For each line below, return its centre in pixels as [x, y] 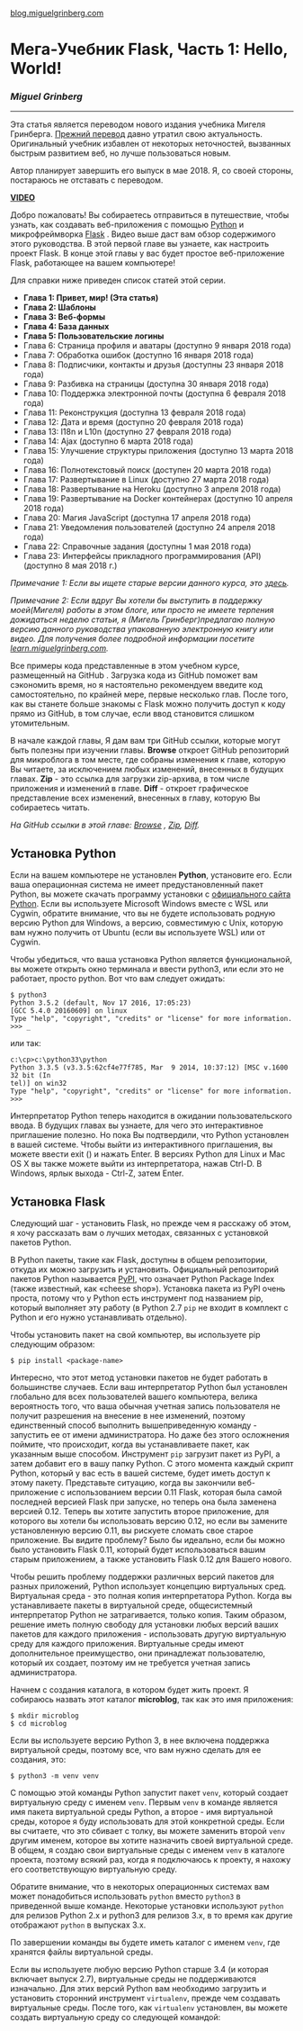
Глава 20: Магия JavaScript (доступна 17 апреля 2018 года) [137, 518]
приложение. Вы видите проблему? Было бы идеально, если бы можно [148, 1540]
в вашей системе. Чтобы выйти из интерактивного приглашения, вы [142, 1145]
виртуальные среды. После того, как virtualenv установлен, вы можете [149, 2008]
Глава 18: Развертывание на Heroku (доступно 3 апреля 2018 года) [152, 489]
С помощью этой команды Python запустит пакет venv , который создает [149, 1793]
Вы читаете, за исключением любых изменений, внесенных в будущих [147, 770]
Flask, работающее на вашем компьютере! [93, 263]
